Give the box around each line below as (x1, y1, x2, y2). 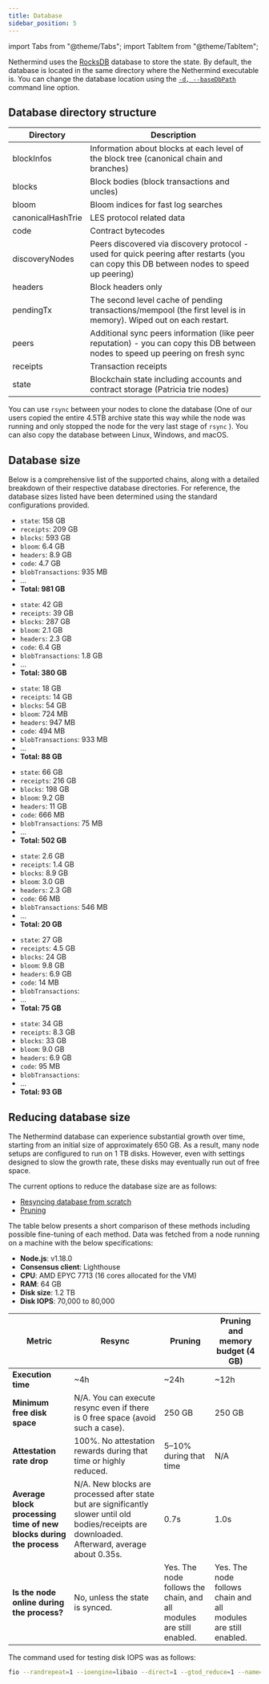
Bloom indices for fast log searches (90, 199, 223, 210)
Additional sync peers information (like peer (90, 328, 255, 339)
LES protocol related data (90, 212, 186, 223)
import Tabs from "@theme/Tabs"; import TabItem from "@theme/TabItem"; (8, 41, 259, 51)
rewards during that (74, 1445, 148, 1456)
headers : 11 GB (19, 801, 67, 811)
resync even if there (74, 1402, 150, 1413)
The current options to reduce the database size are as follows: (8, 1181, 218, 1191)
